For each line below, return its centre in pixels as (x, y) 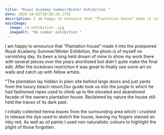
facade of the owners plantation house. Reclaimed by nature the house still (80, 97)
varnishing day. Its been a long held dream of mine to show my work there (80, 56)
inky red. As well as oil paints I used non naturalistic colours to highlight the (81, 122)
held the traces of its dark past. (37, 102)
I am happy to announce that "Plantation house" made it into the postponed (81, 46)
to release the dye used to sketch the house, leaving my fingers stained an (80, 117)
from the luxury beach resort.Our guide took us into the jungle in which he (79, 87)
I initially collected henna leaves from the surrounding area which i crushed (81, 112)
